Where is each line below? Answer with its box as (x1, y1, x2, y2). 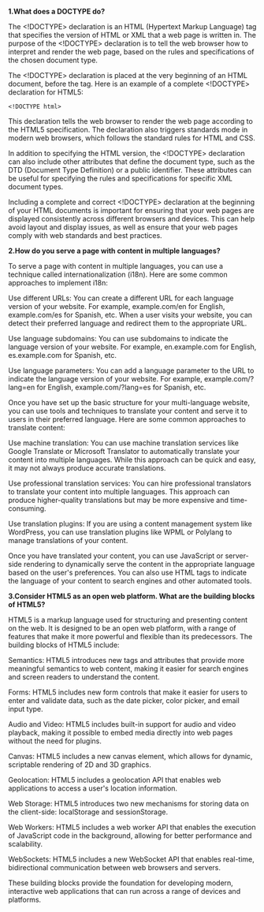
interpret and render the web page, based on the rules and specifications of (8, 47, 255, 56)
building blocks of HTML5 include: (8, 640, 120, 650)
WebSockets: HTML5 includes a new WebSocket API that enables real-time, (8, 854, 255, 864)
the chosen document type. (8, 55, 99, 65)
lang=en (8, 382, 35, 392)
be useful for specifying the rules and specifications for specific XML (8, 173, 232, 183)
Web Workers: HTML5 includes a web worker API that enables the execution (8, 823, 256, 832)
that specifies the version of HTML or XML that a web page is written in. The (8, 31, 256, 39)
